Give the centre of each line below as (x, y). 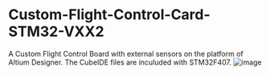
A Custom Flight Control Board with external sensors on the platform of (126, 53)
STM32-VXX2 (56, 32)
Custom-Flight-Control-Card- (109, 15)
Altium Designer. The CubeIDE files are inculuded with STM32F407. (120, 62)
